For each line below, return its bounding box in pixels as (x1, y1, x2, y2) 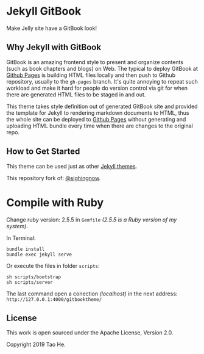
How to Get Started (6, 146, 80, 157)
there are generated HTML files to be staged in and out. (6, 90, 146, 98)
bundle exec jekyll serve (6, 251, 72, 258)
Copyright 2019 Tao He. (6, 341, 66, 349)
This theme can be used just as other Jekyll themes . (6, 162, 138, 170)
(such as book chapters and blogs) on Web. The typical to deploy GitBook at (6, 65, 198, 72)
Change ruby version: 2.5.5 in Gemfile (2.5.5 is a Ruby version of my (6, 215, 177, 223)
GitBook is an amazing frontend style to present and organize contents (6, 58, 184, 65)
